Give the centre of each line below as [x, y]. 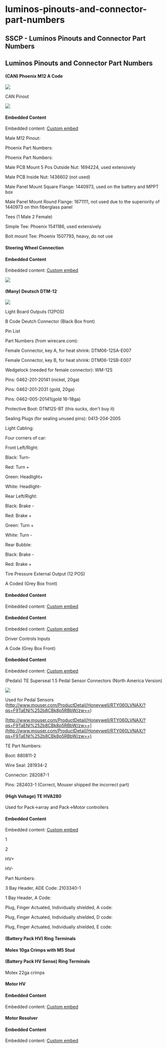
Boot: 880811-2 [21, 755]
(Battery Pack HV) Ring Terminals [41, 938]
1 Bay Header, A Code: [28, 898]
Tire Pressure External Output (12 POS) [45, 574]
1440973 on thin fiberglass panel [39, 207]
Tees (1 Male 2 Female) [29, 217]
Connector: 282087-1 [27, 775]
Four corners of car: [26, 438]
